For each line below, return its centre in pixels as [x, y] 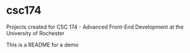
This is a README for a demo [43, 45]
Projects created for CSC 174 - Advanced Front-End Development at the [95, 27]
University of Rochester [35, 33]
